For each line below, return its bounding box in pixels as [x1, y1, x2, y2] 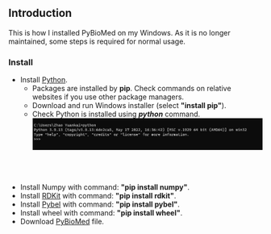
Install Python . [19, 75, 69, 85]
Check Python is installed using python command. [31, 109, 201, 119]
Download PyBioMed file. [19, 217, 105, 227]
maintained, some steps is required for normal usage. [8, 36, 186, 46]
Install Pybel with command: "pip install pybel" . [19, 199, 180, 209]
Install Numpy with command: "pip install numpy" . [19, 182, 190, 192]
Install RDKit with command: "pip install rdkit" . [19, 191, 177, 201]
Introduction [8, 6, 73, 20]
